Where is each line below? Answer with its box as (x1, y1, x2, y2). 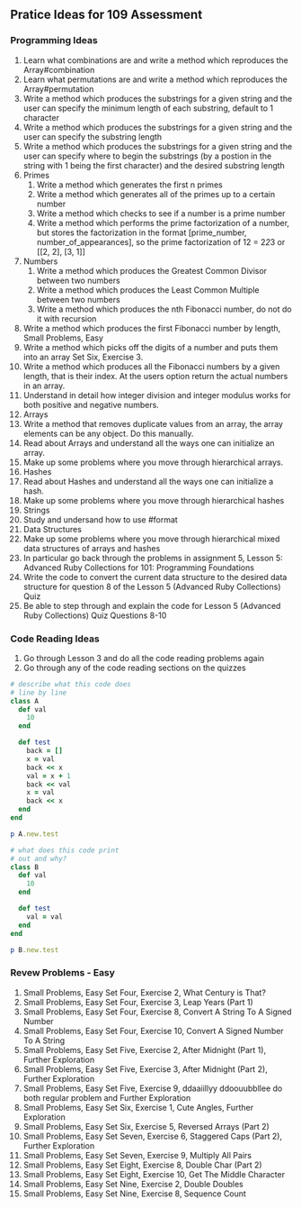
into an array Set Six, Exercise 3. (22, 351, 144, 362)
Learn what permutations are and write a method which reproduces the (22, 74, 288, 85)
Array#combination (22, 64, 95, 75)
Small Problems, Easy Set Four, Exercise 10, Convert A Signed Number (22, 1025, 284, 1036)
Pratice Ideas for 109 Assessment (10, 7, 203, 23)
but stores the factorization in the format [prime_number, (36, 227, 247, 238)
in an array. (22, 380, 66, 391)
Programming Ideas (10, 34, 98, 47)
